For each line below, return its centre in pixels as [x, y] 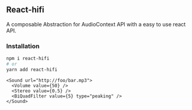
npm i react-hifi [28, 59]
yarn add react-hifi [32, 69]
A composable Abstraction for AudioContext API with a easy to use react [96, 24]
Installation [23, 46]
